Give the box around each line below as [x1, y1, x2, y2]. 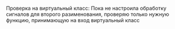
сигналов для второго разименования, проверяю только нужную [6, 11, 169, 18]
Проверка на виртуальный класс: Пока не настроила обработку [6, 5, 167, 11]
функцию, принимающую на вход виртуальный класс [6, 17, 140, 23]
